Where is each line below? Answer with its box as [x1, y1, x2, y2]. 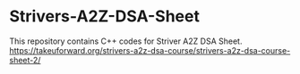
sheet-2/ [9, 54, 41, 65]
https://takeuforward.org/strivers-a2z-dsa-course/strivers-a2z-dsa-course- [9, 45, 291, 55]
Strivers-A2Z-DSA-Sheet [9, 6, 200, 27]
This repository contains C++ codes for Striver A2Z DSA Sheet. [9, 36, 243, 46]
